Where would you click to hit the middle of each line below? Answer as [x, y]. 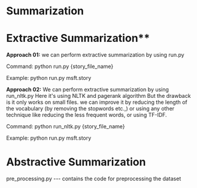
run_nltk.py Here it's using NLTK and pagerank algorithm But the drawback [99, 96]
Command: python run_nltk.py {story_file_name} [66, 127]
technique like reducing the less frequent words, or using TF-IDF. [87, 115]
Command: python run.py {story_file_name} [60, 66]
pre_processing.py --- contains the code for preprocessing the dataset [94, 179]
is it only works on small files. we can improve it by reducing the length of [97, 102]
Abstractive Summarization [76, 162]
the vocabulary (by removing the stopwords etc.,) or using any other [90, 109]
